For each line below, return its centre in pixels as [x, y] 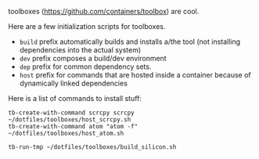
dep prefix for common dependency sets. [85, 67]
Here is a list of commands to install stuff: [75, 98]
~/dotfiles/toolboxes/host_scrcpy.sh [70, 120]
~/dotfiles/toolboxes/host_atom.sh [66, 133]
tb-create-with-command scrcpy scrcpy [71, 113]
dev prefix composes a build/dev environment [93, 58]
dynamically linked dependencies [73, 83]
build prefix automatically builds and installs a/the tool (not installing [130, 42]
